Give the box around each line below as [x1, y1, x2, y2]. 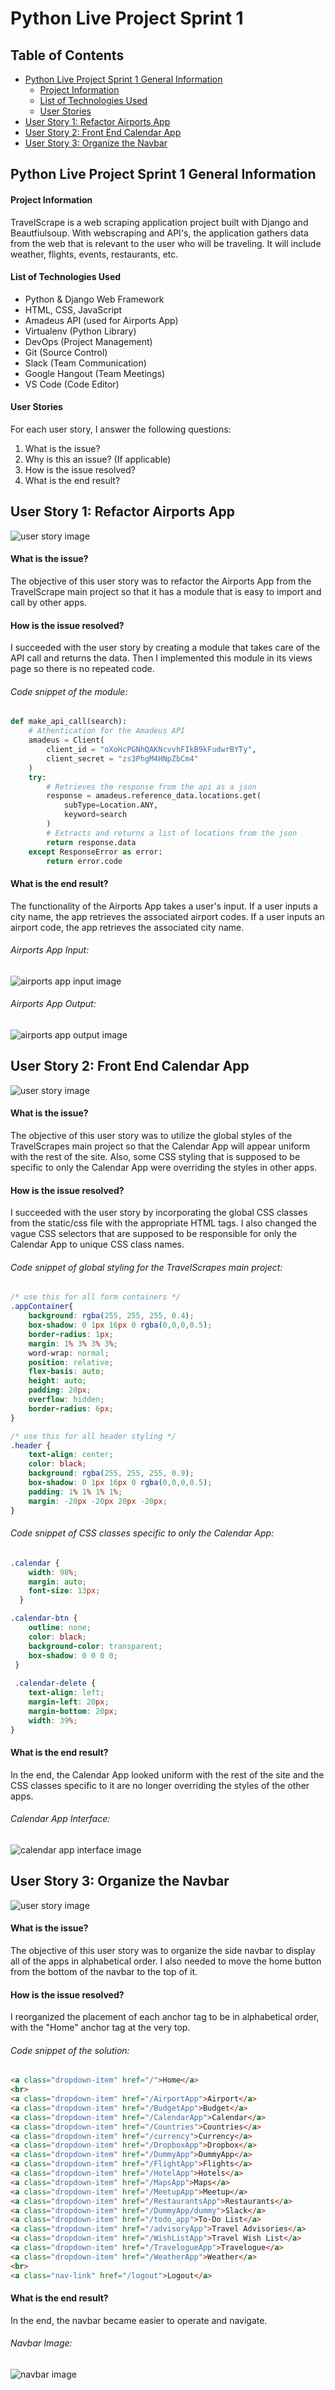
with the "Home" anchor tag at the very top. [10, 2022, 191, 2034]
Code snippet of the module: [10, 685, 128, 697]
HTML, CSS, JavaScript [24, 303, 123, 316]
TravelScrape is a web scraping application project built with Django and [10, 216, 309, 228]
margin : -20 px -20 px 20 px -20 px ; [28, 1496, 168, 1506]
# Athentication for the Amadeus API [28, 726, 186, 736]
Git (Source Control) [24, 346, 108, 358]
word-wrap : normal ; [28, 1348, 110, 1358]
